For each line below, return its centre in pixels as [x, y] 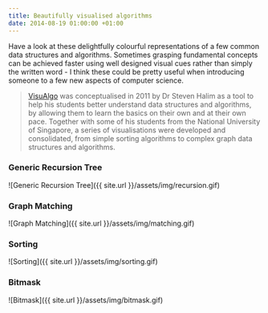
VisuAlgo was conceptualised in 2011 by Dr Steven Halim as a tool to [141, 96]
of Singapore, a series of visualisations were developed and [127, 130]
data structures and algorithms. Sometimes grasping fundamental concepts [133, 55]
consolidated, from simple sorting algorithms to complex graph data [140, 138]
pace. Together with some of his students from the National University [144, 121]
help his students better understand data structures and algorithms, [140, 104]
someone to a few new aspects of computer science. [96, 80]
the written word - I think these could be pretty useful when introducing [126, 71]
